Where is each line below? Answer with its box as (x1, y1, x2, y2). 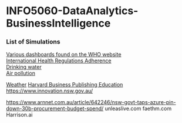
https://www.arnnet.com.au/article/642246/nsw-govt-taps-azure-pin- (6, 99, 176, 106)
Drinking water (6, 64, 42, 71)
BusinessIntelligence (6, 16, 111, 30)
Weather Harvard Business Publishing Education (6, 81, 123, 88)
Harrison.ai (6, 111, 33, 118)
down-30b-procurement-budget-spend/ (6, 105, 104, 112)
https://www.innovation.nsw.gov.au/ (6, 87, 93, 95)
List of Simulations (6, 38, 60, 46)
